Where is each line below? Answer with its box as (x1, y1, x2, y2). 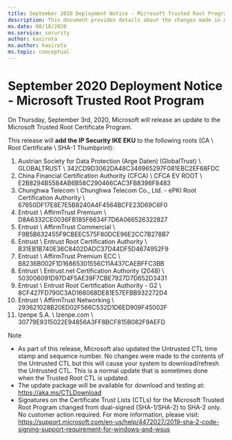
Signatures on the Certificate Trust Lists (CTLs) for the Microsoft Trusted (17, 395, 224, 404)
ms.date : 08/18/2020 (8, 23, 67, 30)
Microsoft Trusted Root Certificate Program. (8, 123, 133, 131)
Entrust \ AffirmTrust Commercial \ (17, 222, 116, 231)
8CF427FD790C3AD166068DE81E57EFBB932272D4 (17, 289, 168, 297)
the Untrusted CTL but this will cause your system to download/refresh (17, 359, 220, 367)
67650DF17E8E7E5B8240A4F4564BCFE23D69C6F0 (17, 200, 168, 209)
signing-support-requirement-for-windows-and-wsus (17, 425, 171, 433)
